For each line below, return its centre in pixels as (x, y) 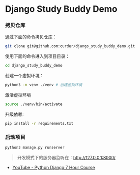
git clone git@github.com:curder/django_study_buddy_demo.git (70, 46)
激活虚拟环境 (18, 95)
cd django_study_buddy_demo (34, 66)
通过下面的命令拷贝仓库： (31, 37)
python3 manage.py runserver (35, 148)
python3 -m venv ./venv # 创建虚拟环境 (44, 85)
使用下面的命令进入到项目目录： (37, 56)
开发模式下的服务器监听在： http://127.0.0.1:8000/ (66, 158)
